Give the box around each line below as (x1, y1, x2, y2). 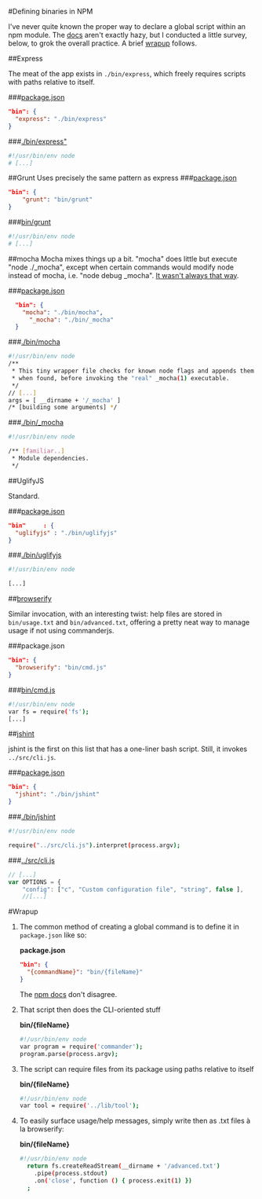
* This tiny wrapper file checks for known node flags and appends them (11, 367, 255, 375)
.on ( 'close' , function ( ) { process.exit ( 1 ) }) (34, 1176, 192, 1185)
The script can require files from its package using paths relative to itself (19, 1064, 254, 1073)
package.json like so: (19, 930, 87, 940)
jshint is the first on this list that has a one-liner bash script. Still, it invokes (8, 744, 248, 753)
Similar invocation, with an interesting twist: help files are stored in (8, 609, 222, 619)
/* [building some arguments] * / (8, 404, 118, 412)
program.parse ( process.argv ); (19, 1050, 119, 1058)
